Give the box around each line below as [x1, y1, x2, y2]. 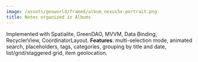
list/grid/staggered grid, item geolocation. [6, 49, 108, 56]
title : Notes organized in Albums [6, 14, 92, 20]
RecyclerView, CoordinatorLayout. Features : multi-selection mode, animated [6, 37, 193, 44]
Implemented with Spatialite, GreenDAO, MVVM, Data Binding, [6, 30, 158, 37]
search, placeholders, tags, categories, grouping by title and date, [6, 43, 167, 50]
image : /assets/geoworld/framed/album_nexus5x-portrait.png [6, 8, 158, 15]
